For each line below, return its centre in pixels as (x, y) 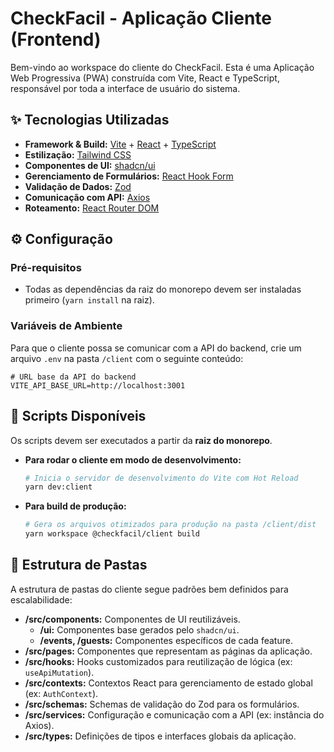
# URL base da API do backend (73, 377)
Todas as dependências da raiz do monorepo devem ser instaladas (163, 289)
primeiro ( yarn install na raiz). (89, 300)
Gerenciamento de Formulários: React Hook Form (129, 176)
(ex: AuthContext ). (61, 693)
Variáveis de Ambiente (66, 326)
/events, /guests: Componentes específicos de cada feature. (166, 640)
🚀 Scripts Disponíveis (78, 416)
